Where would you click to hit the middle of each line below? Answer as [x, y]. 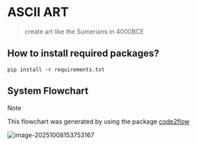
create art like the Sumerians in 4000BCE [84, 31]
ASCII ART [38, 12]
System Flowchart [48, 91]
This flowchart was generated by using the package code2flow [98, 121]
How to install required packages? [83, 53]
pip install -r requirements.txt [56, 70]
